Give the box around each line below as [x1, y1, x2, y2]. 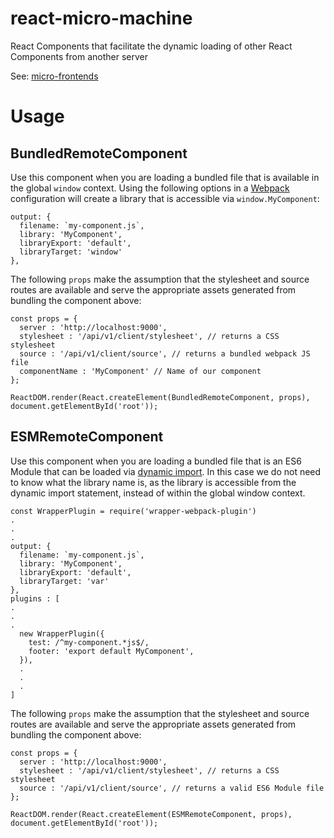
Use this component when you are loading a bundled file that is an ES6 [10, 455, 302, 467]
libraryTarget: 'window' [19, 247, 123, 257]
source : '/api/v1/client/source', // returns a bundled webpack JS [19, 348, 311, 359]
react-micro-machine [10, 7, 193, 30]
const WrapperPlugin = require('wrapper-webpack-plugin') [10, 506, 257, 516]
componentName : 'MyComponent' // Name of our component [19, 366, 262, 376]
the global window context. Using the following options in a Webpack [10, 182, 290, 194]
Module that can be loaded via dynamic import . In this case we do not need [10, 465, 322, 477]
